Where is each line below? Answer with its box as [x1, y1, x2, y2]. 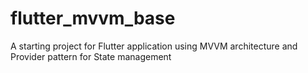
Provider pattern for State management [10, 50, 172, 62]
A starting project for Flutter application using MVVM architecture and [10, 40, 298, 52]
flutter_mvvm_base [10, 7, 176, 30]
